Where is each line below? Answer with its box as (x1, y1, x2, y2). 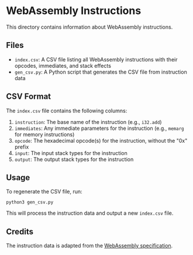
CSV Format (6, 92, 51, 102)
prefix (14, 143, 29, 150)
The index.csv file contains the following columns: (6, 107, 127, 114)
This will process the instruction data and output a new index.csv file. (6, 209, 174, 217)
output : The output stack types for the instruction (14, 156, 134, 163)
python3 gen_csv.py (6, 199, 54, 205)
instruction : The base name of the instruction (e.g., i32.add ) (14, 118, 162, 125)
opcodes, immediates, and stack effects (14, 62, 111, 69)
